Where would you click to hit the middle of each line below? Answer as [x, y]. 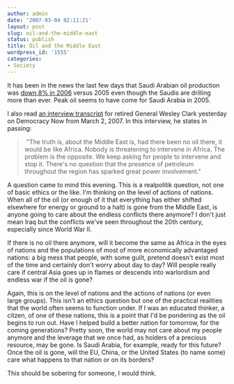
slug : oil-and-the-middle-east [53, 33]
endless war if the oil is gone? [50, 280]
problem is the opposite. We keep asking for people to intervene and [123, 157]
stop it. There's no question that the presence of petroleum [109, 163]
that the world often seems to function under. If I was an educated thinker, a [116, 307]
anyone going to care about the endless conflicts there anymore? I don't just [117, 214]
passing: [19, 128]
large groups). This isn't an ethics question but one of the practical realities [115, 301]
